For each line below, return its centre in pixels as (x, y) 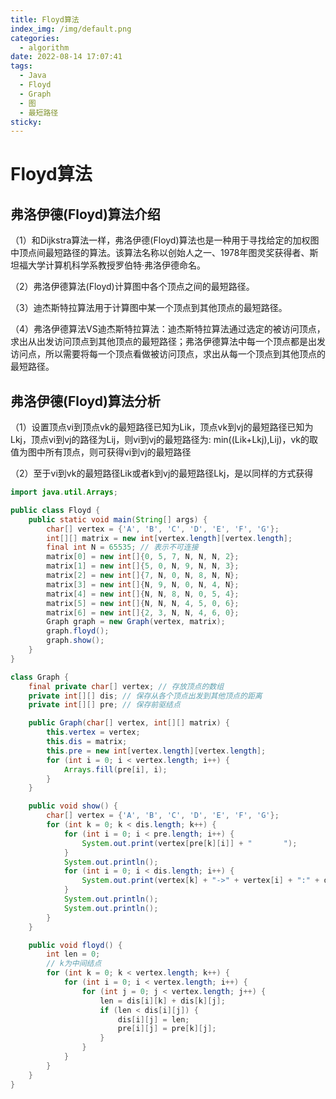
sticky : (26, 122)
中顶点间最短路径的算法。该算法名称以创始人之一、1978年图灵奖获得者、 (160, 253)
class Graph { (40, 677)
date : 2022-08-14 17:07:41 (66, 57)
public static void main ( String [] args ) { (118, 519)
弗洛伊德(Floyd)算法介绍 (85, 214)
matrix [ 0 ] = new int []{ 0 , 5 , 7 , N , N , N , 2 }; (143, 557)
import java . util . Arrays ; (64, 492)
